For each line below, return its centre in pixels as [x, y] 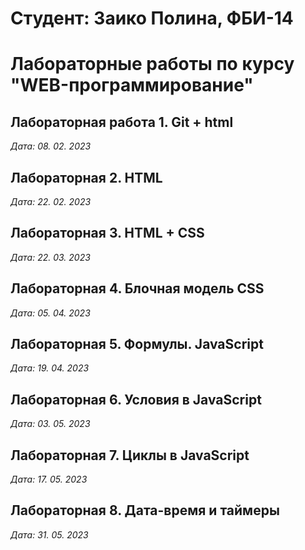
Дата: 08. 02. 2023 [51, 146]
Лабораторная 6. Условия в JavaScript [136, 399]
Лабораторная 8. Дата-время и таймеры [145, 510]
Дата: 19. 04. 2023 [50, 368]
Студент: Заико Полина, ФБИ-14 [152, 18]
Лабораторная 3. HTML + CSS [107, 233]
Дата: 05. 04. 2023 [50, 313]
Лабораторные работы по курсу [152, 64]
